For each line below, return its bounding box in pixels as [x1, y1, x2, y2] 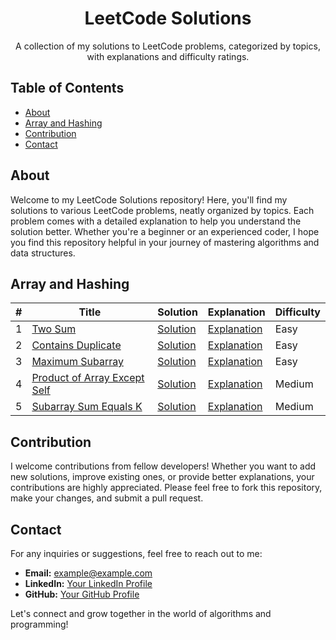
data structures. [10, 247, 76, 259]
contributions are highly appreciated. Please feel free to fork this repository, [10, 482, 323, 494]
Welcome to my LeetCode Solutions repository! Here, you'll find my [10, 193, 288, 206]
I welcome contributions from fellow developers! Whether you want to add [10, 460, 317, 472]
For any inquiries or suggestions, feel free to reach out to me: [10, 548, 263, 559]
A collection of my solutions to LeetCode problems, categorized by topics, [15, 40, 321, 52]
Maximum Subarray [31, 355, 124, 369]
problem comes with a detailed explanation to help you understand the [10, 215, 302, 227]
